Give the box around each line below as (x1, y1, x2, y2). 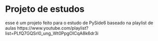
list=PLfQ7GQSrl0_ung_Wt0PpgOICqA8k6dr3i (5, 30, 99, 36)
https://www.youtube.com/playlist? (17, 25, 89, 31)
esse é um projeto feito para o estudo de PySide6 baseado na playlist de (5, 20, 154, 26)
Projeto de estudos (5, 3, 85, 15)
